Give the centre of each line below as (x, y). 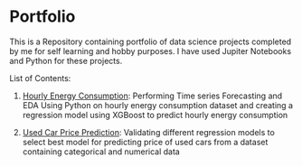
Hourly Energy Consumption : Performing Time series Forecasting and (152, 96)
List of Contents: (40, 78)
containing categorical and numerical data (101, 152)
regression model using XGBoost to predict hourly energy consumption (155, 115)
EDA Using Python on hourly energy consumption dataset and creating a (158, 105)
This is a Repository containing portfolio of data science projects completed (151, 41)
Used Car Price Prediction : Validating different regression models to (149, 132)
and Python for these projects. (66, 60)
